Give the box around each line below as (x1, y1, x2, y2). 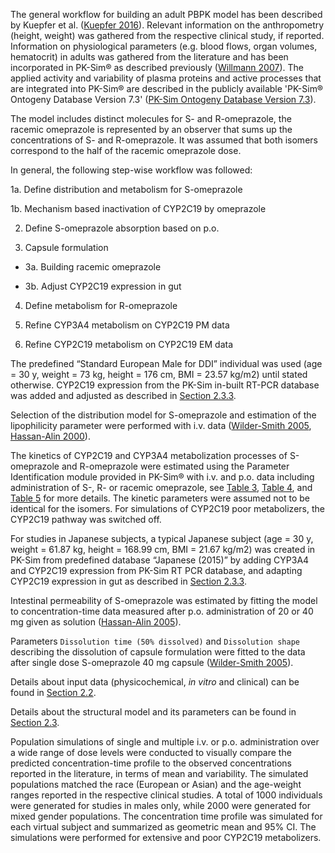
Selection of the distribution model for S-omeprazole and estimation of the (10, 409, 317, 421)
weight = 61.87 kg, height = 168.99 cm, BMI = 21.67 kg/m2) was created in (10, 544, 316, 555)
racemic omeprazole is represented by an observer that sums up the (10, 124, 293, 135)
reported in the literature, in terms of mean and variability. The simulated (10, 768, 309, 779)
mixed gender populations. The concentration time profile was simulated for (10, 810, 323, 822)
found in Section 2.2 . (10, 687, 97, 698)
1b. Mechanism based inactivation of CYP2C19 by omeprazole (10, 203, 267, 214)
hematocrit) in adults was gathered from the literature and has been (10, 51, 289, 63)
